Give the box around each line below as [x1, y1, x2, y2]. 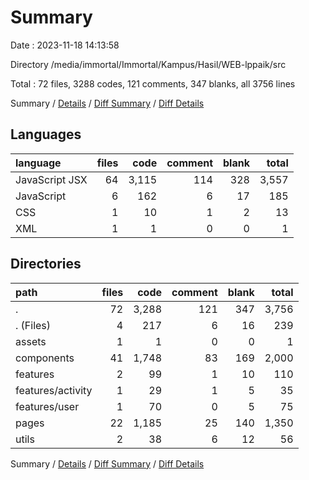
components [15, 351, 75, 365]
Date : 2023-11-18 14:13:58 [10, 39, 120, 51]
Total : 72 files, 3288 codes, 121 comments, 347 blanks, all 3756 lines [10, 77, 296, 90]
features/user [15, 399, 80, 413]
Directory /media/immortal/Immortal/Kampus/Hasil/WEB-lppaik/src [10, 58, 287, 70]
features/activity [15, 383, 93, 397]
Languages [10, 126, 82, 143]
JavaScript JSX [15, 172, 88, 186]
